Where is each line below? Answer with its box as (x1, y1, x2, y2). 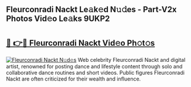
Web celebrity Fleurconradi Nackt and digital (77, 57, 186, 63)
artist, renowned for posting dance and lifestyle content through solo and (6, 63, 183, 69)
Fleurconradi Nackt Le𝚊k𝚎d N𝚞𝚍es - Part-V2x (6, 5, 177, 15)
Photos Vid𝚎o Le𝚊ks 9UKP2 (6, 14, 110, 24)
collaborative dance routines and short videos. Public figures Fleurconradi (6, 69, 185, 76)
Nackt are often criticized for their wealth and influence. (6, 75, 141, 82)
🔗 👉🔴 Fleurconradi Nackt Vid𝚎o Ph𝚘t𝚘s (6, 38, 155, 48)
